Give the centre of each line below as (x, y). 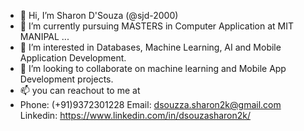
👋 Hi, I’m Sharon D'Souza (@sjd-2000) (99, 15)
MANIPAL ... (44, 36)
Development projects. (66, 79)
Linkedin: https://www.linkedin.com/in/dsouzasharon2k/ (135, 115)
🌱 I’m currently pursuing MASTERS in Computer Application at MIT (157, 26)
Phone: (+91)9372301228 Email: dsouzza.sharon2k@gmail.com (150, 104)
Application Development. (73, 58)
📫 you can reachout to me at (80, 90)
